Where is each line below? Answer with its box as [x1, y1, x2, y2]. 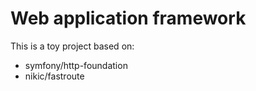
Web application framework [10, 7, 247, 30]
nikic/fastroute [24, 70, 85, 82]
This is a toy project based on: [10, 40, 135, 52]
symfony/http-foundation [24, 59, 128, 71]
